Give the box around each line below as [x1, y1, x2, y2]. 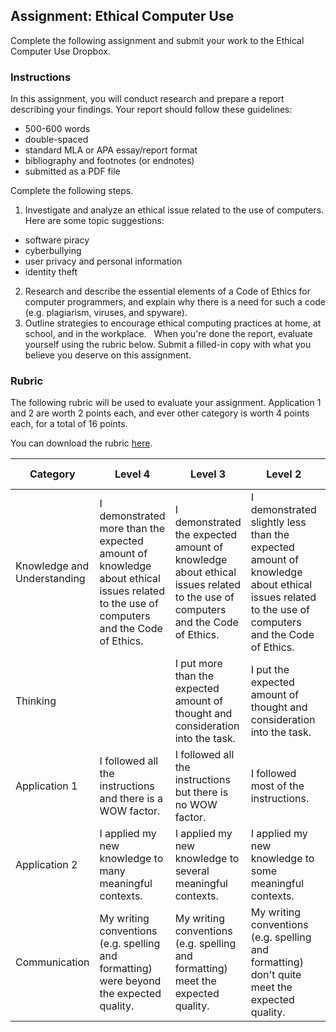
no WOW [174, 798, 218, 812]
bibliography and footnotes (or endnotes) [24, 155, 195, 167]
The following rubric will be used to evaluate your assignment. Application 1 [10, 397, 322, 409]
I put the [250, 663, 290, 677]
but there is [174, 785, 229, 799]
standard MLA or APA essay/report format [24, 144, 198, 156]
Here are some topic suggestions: [24, 215, 165, 227]
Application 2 [15, 858, 78, 872]
